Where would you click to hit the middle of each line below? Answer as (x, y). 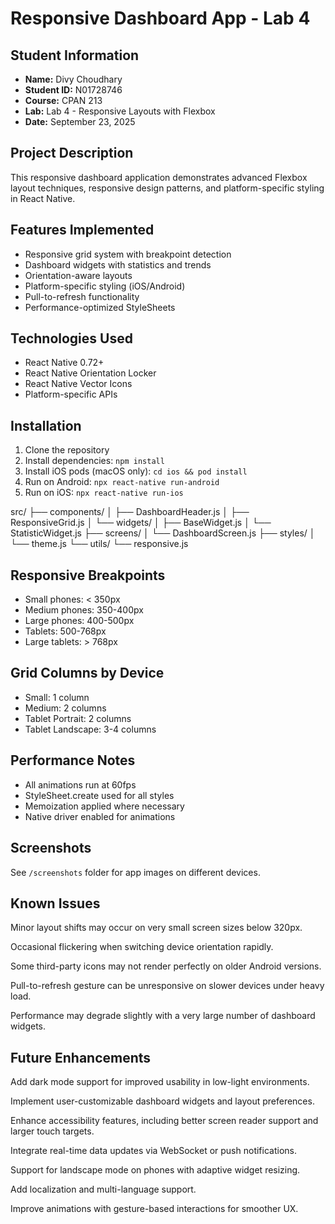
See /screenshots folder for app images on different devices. (135, 872)
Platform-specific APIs (71, 394)
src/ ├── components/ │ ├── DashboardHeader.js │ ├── (130, 512)
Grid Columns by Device (87, 673)
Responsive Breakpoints (88, 575)
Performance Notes (73, 760)
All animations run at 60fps (80, 784)
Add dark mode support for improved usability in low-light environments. (160, 1082)
